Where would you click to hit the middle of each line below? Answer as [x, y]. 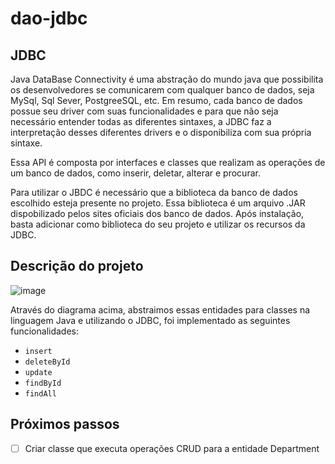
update [38, 372]
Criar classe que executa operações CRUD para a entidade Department [172, 448]
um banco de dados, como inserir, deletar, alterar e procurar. [135, 173]
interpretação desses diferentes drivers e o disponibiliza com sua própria [161, 132]
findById [43, 383]
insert [38, 351]
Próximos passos [65, 424]
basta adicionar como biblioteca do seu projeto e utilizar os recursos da [158, 224]
